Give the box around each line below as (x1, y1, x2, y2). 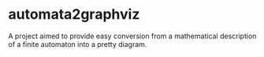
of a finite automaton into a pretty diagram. (8, 39, 147, 48)
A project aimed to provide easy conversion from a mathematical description (8, 31, 257, 41)
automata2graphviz (8, 5, 140, 23)
